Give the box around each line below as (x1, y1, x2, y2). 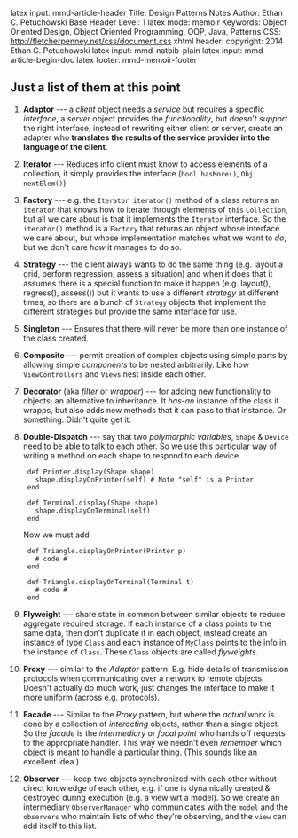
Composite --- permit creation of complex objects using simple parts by (22, 349, 288, 360)
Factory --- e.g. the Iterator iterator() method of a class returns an (22, 194, 280, 205)
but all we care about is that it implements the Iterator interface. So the (22, 213, 286, 224)
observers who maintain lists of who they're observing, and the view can (22, 811, 287, 821)
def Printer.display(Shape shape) (27, 467, 155, 476)
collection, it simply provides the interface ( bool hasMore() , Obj (22, 168, 254, 178)
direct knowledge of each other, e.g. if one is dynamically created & (22, 782, 271, 793)
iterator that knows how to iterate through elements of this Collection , (22, 204, 288, 215)
